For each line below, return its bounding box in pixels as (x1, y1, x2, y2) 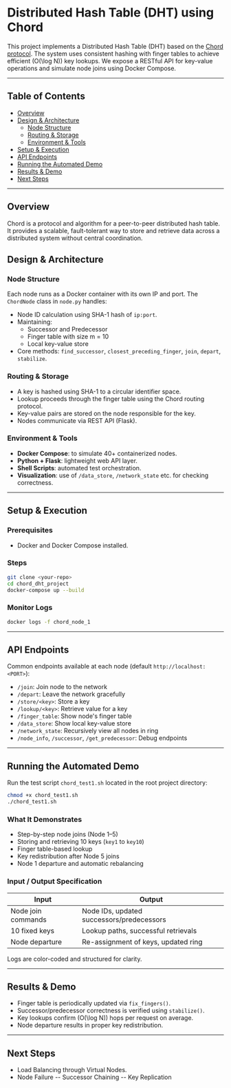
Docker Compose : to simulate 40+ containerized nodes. (16, 449, 177, 457)
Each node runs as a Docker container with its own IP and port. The (7, 290, 198, 298)
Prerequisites (7, 525, 53, 535)
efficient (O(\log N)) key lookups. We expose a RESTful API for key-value (7, 56, 213, 65)
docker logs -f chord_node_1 (7, 618, 91, 625)
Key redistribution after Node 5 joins (16, 852, 120, 860)
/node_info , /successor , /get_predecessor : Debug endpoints (16, 734, 188, 742)
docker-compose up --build (7, 587, 85, 594)
